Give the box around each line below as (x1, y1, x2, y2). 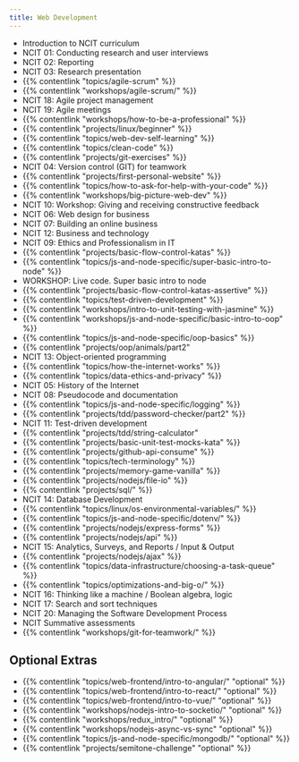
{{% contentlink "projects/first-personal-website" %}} (21, 171, 222, 182)
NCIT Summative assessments (21, 617, 136, 628)
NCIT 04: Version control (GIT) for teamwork (21, 161, 187, 172)
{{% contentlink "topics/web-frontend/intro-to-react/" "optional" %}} (21, 686, 278, 697)
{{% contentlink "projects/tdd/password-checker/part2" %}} (21, 408, 246, 419)
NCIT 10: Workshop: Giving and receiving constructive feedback (21, 199, 260, 210)
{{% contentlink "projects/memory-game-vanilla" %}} (21, 465, 221, 476)
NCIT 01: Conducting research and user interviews (21, 47, 209, 58)
